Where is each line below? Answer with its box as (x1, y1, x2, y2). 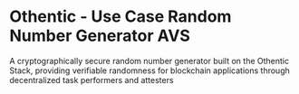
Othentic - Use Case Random (9, 6, 232, 27)
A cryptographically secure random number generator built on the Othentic (9, 55, 290, 66)
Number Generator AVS (9, 25, 190, 46)
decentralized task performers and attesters (9, 74, 174, 85)
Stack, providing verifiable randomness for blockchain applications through (9, 65, 290, 76)
